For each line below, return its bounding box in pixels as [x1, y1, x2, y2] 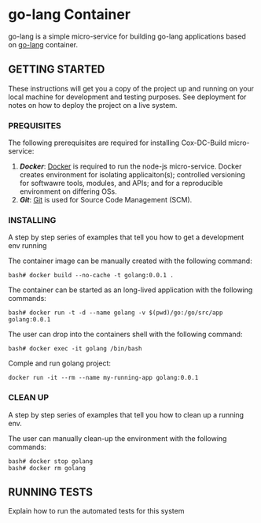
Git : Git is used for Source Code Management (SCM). [19, 195, 193, 205]
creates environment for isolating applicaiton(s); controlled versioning [19, 170, 245, 180]
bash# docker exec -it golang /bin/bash [8, 345, 143, 353]
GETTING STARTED [8, 63, 105, 76]
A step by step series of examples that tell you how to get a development [8, 232, 244, 242]
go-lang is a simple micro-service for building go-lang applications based [8, 32, 246, 41]
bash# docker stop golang [8, 457, 93, 466]
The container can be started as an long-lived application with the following [8, 285, 253, 295]
